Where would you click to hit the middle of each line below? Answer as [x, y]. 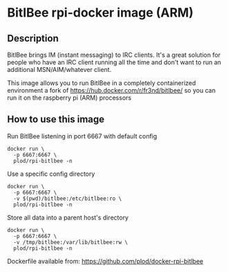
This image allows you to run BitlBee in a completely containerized [102, 83]
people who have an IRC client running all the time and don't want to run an [114, 62]
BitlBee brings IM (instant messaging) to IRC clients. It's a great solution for [114, 55]
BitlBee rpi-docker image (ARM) [100, 13]
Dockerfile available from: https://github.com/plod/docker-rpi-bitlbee [105, 261]
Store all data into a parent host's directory [68, 217]
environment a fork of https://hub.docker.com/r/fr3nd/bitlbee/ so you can [112, 90]
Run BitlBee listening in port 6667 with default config [82, 136]
